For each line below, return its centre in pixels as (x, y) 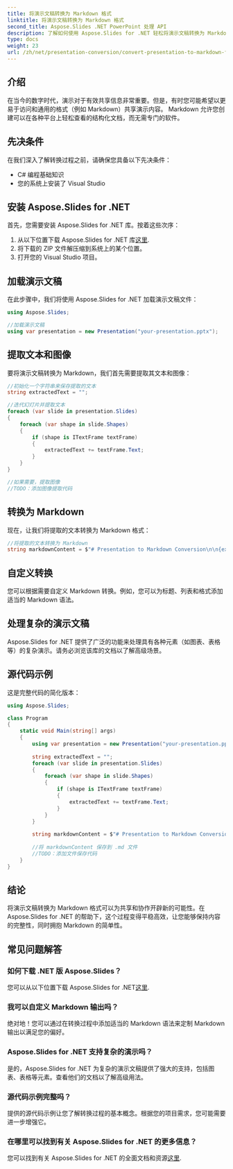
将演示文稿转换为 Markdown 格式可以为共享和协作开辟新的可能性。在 (106, 908)
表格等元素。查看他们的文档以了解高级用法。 (83, 1077)
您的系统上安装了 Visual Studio (61, 183)
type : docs (23, 40)
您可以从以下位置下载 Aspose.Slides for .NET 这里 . (78, 988)
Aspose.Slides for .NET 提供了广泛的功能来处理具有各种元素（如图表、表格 (114, 641)
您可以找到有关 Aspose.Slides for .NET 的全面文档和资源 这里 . (94, 1158)
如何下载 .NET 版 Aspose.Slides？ (64, 971)
